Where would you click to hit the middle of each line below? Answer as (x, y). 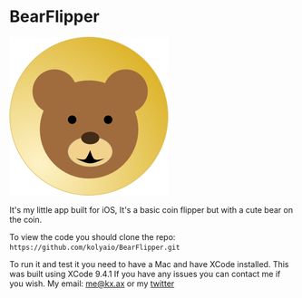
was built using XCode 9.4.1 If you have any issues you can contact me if (145, 274)
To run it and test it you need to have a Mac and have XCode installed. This (149, 264)
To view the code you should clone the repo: (93, 236)
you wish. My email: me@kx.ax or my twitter (92, 284)
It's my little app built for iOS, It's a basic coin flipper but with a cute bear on (151, 209)
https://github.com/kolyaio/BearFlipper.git (95, 247)
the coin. (26, 219)
